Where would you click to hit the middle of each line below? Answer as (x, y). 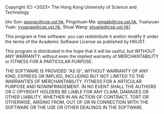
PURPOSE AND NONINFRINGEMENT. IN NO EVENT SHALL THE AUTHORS (81, 87)
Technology (17, 12)
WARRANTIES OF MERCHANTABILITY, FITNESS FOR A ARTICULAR (73, 81)
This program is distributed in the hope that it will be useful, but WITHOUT (80, 51)
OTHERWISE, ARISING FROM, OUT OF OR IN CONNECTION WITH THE (77, 102)
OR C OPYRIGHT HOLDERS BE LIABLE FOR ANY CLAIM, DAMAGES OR (77, 92)
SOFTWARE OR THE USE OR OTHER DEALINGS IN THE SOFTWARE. (74, 107)
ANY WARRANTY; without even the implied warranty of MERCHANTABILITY (82, 56)
